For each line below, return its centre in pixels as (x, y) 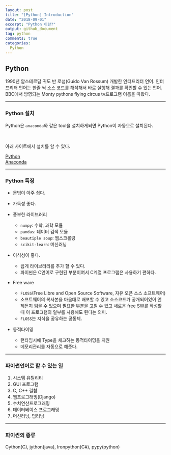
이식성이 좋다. (26, 255)
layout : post (19, 10)
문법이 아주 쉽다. (29, 193)
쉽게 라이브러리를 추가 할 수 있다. (53, 266)
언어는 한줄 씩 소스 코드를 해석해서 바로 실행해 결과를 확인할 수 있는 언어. (91, 88)
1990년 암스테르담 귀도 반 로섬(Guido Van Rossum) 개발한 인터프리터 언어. (80, 82)
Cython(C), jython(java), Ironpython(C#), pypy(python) (63, 447)
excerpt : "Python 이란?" (31, 24)
